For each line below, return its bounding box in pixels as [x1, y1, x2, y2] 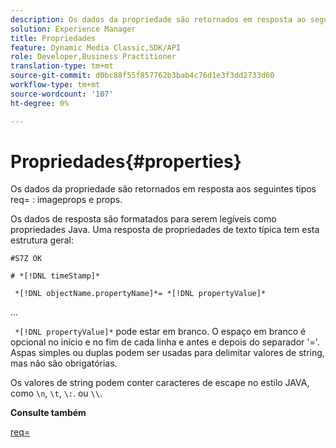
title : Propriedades [10, 33, 97, 43]
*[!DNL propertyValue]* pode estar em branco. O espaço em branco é [14, 326, 307, 338]
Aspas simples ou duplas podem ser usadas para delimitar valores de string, [10, 347, 325, 359]
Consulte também [10, 407, 87, 419]
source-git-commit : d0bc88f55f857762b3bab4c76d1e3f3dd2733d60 [10, 71, 275, 81]
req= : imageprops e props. [10, 194, 123, 206]
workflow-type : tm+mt [10, 80, 101, 90]
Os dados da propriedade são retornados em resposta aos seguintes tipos [10, 183, 317, 195]
